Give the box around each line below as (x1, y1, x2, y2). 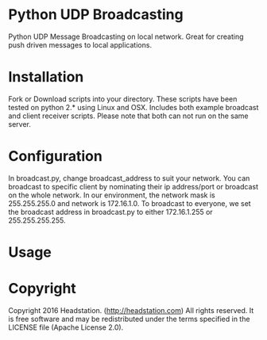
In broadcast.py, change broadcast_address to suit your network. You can (8, 173, 250, 183)
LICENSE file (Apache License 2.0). (8, 323, 124, 332)
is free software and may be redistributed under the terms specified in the (8, 314, 250, 323)
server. (8, 119, 32, 128)
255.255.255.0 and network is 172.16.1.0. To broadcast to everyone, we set (8, 198, 252, 208)
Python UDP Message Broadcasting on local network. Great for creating (8, 32, 244, 41)
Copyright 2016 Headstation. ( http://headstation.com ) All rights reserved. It (8, 305, 254, 315)
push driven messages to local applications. (8, 40, 153, 49)
